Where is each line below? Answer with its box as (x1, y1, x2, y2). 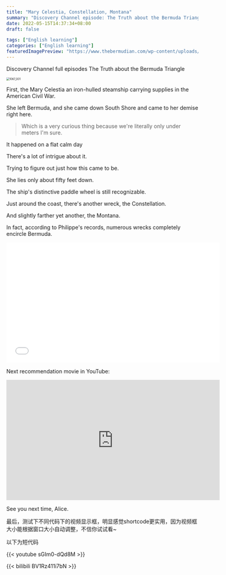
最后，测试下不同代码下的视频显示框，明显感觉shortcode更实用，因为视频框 (6, 518, 198, 525)
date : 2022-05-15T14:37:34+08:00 (6, 20, 91, 26)
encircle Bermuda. (6, 230, 53, 237)
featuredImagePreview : (6, 48, 64, 55)
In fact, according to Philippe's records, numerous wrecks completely (6, 224, 181, 231)
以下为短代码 (6, 538, 38, 546)
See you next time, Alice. (6, 505, 69, 512)
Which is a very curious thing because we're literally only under (21, 122, 181, 130)
